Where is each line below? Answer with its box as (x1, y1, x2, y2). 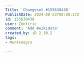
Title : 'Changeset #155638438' (5, 7, 70, 12)
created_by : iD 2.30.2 (5, 30, 52, 35)
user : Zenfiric (5, 21, 37, 26)
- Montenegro (5, 40, 32, 45)
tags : (5, 35, 16, 40)
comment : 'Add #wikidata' (5, 26, 59, 31)
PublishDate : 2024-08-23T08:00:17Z (5, 12, 79, 17)
